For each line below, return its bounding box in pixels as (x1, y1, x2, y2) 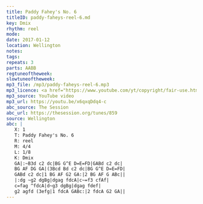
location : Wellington (6, 43, 61, 49)
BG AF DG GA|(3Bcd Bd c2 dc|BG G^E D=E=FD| (14, 166, 126, 172)
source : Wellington (6, 115, 56, 121)
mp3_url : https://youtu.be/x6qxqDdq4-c (6, 98, 107, 104)
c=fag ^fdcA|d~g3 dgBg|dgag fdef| (14, 183, 101, 189)
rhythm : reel (6, 25, 39, 32)
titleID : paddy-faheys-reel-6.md (6, 14, 91, 21)
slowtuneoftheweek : (6, 76, 56, 82)
